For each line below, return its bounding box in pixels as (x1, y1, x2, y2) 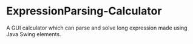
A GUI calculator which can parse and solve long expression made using (6, 24, 188, 31)
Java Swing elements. (6, 30, 62, 37)
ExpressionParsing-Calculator (6, 4, 162, 18)
